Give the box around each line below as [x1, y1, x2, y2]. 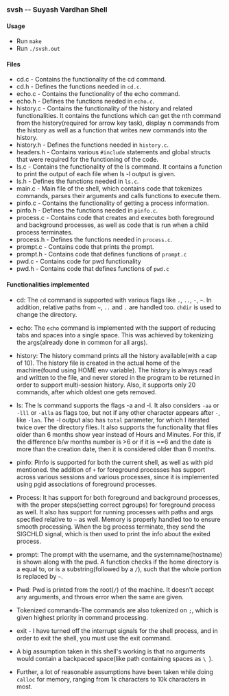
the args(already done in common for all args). [16, 338, 148, 346]
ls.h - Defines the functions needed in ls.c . [16, 177, 139, 186]
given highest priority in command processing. [16, 613, 148, 621]
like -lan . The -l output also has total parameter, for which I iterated [16, 416, 210, 424]
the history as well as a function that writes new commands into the [16, 126, 207, 134]
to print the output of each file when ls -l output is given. [16, 170, 176, 178]
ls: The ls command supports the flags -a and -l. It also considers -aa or [16, 401, 220, 409]
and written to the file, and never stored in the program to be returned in [16, 373, 220, 381]
